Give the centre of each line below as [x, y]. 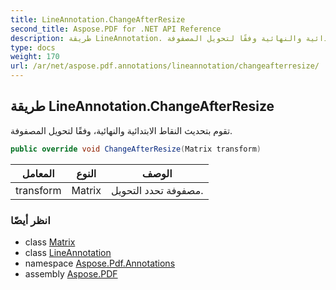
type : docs [33, 47]
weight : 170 [35, 57]
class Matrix [50, 242]
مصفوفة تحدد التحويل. [157, 190]
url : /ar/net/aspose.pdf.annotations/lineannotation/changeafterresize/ [165, 66]
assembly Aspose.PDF [71, 273]
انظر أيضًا [30, 220]
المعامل [38, 173]
